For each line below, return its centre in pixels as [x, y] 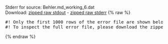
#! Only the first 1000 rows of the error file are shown [78, 22]
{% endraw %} [20, 36]
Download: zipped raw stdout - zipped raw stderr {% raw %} [68, 12]
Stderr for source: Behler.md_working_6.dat [50, 7]
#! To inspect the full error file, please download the [76, 27]
